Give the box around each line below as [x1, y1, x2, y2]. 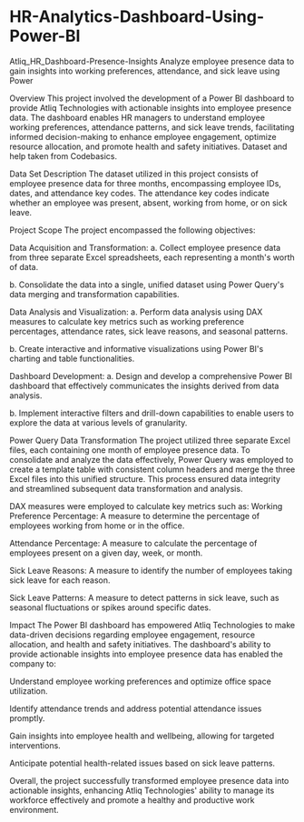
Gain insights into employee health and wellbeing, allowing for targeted [9, 730, 275, 741]
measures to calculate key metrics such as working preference [9, 316, 245, 326]
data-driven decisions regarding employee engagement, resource [9, 629, 256, 640]
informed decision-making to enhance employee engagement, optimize [9, 131, 277, 142]
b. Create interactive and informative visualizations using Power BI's [9, 343, 264, 354]
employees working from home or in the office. [9, 520, 185, 531]
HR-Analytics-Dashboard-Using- [9, 6, 265, 27]
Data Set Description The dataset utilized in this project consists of [9, 168, 259, 179]
